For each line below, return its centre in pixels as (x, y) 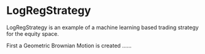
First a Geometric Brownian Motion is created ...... (69, 46)
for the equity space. (33, 33)
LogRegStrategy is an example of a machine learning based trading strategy (102, 27)
